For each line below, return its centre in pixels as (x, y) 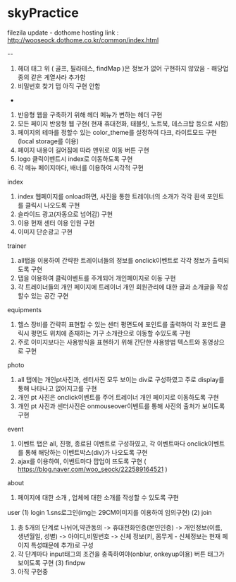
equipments (25, 309)
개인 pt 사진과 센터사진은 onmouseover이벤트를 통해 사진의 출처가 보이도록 (121, 406)
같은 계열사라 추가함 (58, 77)
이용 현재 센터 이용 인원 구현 (56, 222)
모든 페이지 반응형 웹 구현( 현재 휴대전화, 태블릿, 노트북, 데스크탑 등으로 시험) (123, 123)
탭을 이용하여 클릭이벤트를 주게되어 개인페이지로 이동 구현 (97, 278)
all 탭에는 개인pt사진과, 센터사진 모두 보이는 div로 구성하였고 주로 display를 (121, 379)
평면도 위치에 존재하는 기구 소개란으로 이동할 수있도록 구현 (111, 333)
